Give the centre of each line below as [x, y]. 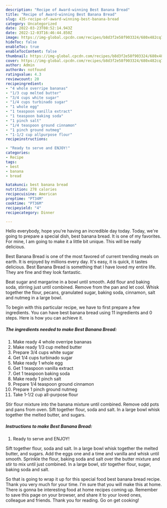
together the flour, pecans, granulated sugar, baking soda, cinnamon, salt [81, 293]
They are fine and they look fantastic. [44, 272]
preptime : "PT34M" [25, 199]
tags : [11, 162]
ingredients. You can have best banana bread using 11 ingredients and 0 [79, 313]
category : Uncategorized [31, 24]
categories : [18, 153]
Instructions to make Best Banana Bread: [49, 426]
